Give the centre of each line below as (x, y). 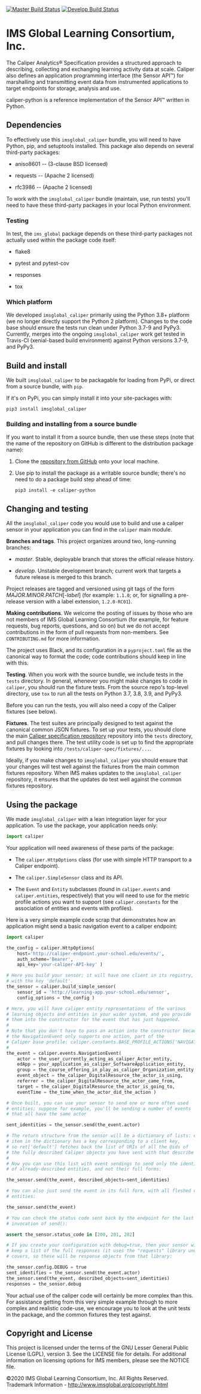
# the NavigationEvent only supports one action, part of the (85, 1037)
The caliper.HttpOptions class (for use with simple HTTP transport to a (103, 859)
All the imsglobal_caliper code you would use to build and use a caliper (95, 523)
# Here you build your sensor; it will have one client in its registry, (100, 976)
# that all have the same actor (46, 1114)
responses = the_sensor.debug (44, 1284)
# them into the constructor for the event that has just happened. (93, 1020)
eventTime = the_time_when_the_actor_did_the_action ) (87, 1092)
